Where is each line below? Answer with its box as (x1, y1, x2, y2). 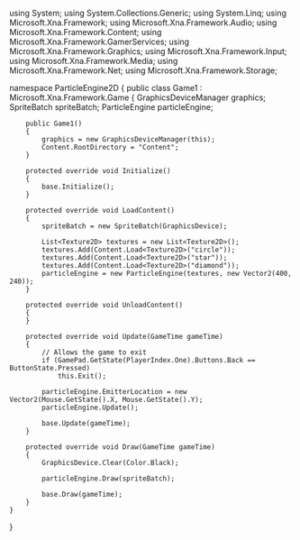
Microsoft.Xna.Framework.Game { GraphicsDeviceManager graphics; (9, 92, 266, 103)
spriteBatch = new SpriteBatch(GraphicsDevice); (41, 222, 228, 231)
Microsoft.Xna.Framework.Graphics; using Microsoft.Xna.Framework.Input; (9, 46, 287, 57)
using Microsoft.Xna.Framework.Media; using (9, 56, 178, 66)
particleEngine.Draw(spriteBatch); (41, 474, 176, 483)
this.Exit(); (57, 371, 106, 380)
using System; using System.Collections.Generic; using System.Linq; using (9, 8, 286, 18)
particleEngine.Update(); (41, 403, 140, 412)
